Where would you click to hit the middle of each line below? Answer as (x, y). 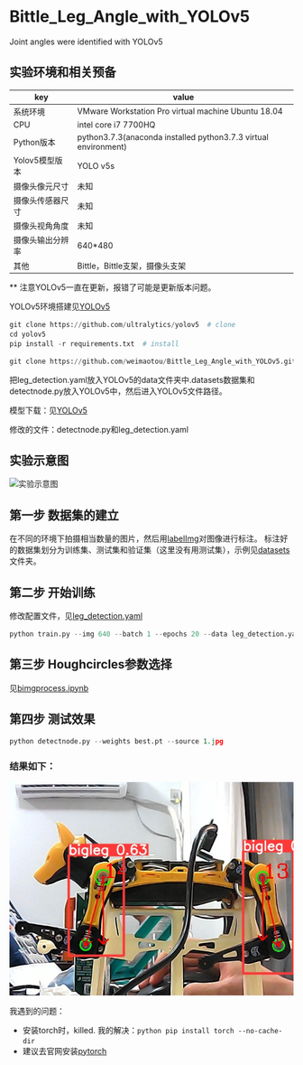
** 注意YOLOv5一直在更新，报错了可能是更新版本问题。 (113, 287)
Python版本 (34, 142)
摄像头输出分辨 (41, 240)
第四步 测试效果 (52, 719)
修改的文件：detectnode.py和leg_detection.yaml (99, 429)
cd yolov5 (28, 334)
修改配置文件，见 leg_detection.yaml (76, 615)
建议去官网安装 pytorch (64, 1051)
